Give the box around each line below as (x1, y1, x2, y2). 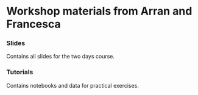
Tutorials (6, 68, 34, 77)
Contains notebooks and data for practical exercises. (6, 82, 139, 89)
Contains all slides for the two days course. (6, 53, 115, 60)
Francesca (6, 17, 61, 31)
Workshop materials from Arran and (6, 4, 193, 18)
